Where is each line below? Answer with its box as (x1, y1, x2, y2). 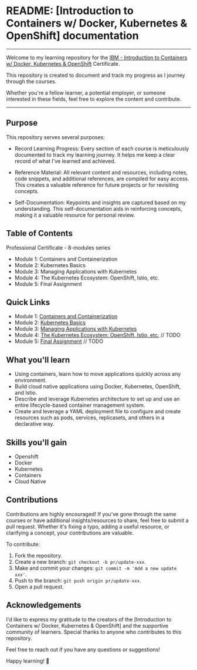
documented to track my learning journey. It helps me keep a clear (14, 151, 175, 158)
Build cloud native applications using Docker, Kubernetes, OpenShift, (14, 383, 181, 390)
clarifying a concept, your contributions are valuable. (6, 529, 134, 536)
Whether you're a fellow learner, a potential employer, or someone (6, 89, 166, 96)
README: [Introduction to (6, 4, 134, 18)
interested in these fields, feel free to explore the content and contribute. (6, 95, 182, 102)
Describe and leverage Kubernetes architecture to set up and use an (14, 395, 180, 403)
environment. (14, 377, 47, 384)
